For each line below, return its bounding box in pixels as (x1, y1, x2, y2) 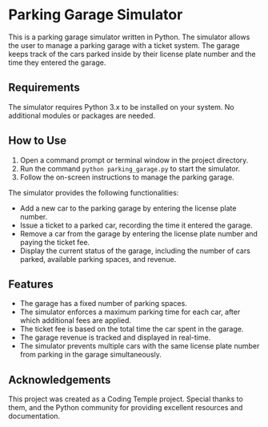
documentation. (8, 411, 61, 421)
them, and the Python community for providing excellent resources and (8, 403, 243, 413)
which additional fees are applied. (19, 316, 132, 325)
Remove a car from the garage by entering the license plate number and (19, 228, 258, 238)
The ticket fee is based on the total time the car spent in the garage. (19, 324, 244, 334)
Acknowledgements (8, 373, 111, 386)
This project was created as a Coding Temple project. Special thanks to (8, 394, 244, 404)
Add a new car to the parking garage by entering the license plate (19, 203, 237, 213)
